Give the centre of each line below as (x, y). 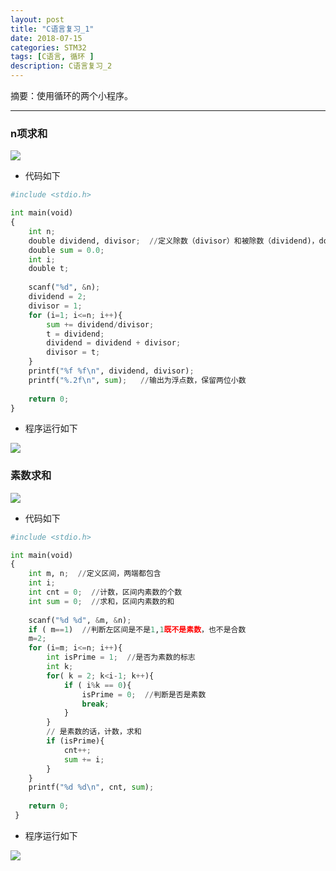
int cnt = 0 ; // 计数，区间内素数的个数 (105, 592)
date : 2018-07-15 (46, 38)
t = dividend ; (75, 334)
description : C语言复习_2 (61, 66)
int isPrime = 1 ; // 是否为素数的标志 (121, 657)
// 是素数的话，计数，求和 (94, 732)
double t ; (49, 269)
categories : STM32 (48, 47)
